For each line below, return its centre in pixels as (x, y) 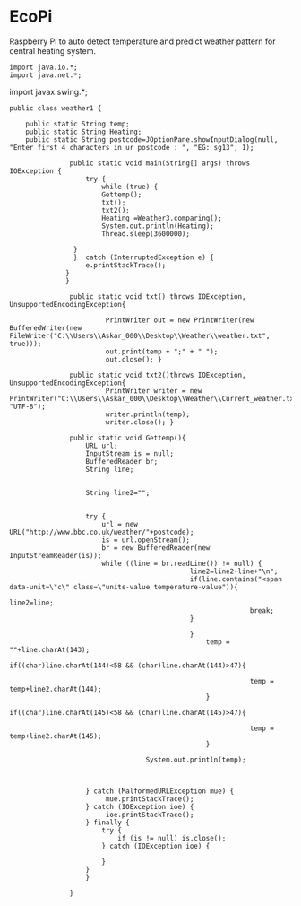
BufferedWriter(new (46, 328)
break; (262, 610)
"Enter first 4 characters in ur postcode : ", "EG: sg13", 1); (132, 147)
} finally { (107, 823)
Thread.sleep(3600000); (146, 234)
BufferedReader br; (122, 461)
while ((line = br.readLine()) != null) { (182, 563)
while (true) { (130, 187)
